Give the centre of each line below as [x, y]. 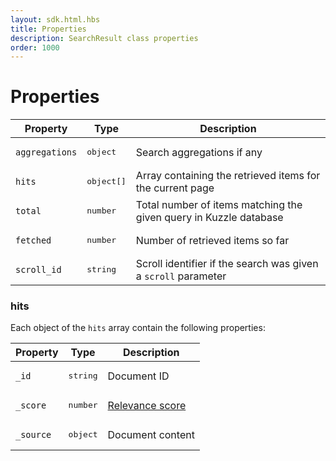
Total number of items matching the [219, 204]
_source [33, 434]
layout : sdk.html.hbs [55, 19]
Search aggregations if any [199, 152]
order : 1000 [35, 47]
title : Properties [48, 29]
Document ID [138, 376]
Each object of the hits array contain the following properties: [138, 328]
